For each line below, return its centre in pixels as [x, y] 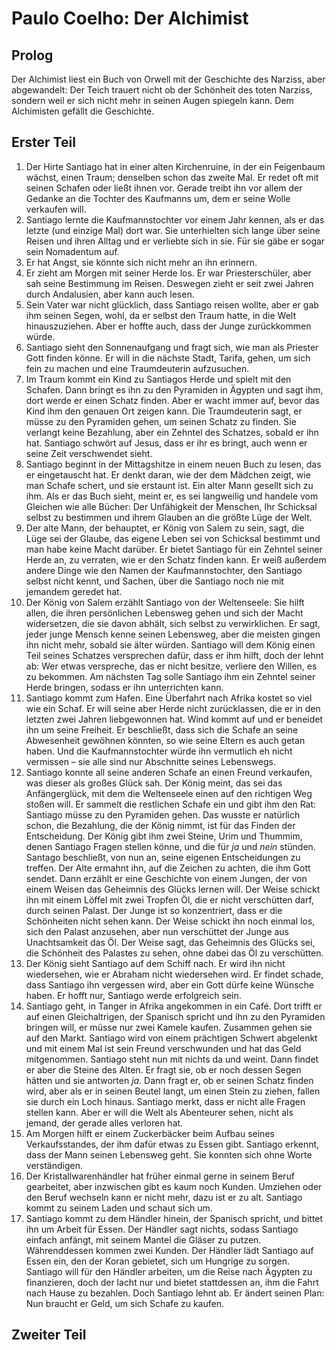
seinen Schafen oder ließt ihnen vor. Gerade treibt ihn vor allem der [164, 188]
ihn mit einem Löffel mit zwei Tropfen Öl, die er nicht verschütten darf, [169, 899]
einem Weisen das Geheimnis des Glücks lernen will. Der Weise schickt [173, 889]
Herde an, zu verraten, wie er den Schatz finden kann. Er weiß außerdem [176, 559]
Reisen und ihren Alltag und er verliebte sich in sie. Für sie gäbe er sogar [175, 241]
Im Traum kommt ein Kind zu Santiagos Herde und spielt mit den [158, 379]
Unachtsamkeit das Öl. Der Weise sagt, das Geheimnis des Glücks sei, [170, 942]
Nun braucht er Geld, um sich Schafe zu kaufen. [124, 1303]
